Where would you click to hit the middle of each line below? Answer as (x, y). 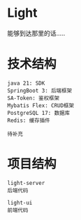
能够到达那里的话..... (36, 33)
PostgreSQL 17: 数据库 (39, 113)
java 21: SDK (26, 83)
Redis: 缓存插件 (29, 121)
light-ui (20, 202)
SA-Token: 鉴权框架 (34, 98)
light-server (26, 183)
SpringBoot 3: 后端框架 (39, 90)
